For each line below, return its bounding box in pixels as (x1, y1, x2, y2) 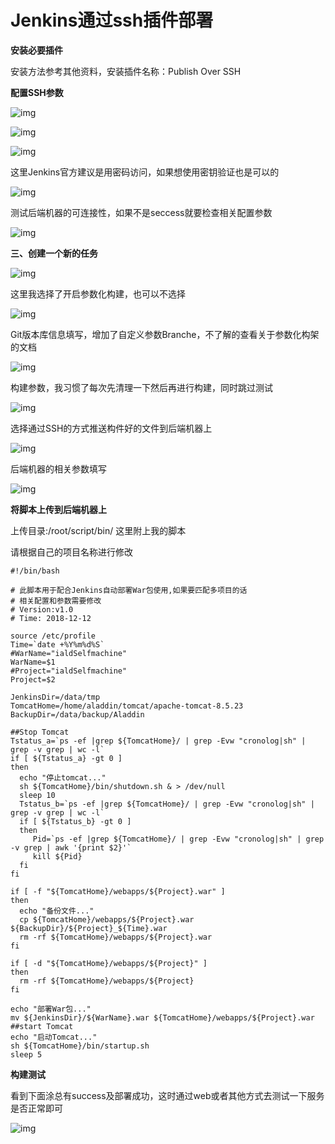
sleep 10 (19, 790, 56, 800)
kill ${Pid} (32, 851, 83, 861)
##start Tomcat (10, 1021, 74, 1031)
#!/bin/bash (10, 566, 60, 576)
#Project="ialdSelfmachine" (10, 666, 128, 676)
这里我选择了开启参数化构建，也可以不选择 (10, 287, 186, 300)
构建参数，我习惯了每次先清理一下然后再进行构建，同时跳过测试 (10, 381, 273, 393)
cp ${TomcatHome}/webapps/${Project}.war (19, 914, 195, 925)
